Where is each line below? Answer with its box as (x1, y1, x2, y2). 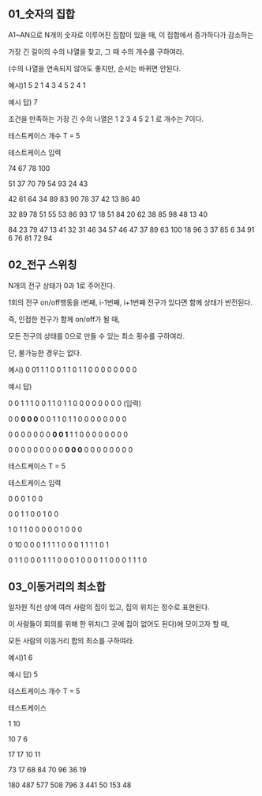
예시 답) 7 (8, 97, 38, 107)
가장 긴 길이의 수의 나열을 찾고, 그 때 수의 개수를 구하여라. (8, 47, 185, 56)
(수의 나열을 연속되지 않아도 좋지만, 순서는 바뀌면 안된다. (8, 63, 182, 73)
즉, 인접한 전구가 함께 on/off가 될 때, (8, 314, 121, 324)
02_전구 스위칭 (8, 258, 77, 271)
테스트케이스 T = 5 (8, 461, 65, 471)
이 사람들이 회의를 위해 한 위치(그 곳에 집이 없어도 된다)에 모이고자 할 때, (8, 620, 230, 629)
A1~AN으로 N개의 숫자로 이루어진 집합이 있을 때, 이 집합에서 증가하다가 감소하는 (8, 30, 254, 40)
